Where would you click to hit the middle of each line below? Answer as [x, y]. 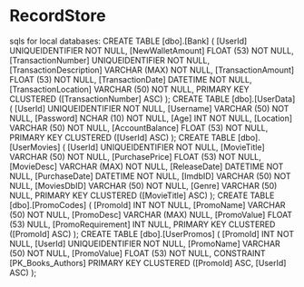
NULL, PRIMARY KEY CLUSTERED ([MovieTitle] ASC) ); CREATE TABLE [142, 195]
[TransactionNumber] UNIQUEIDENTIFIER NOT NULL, [110, 60]
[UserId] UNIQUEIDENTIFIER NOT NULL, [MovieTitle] [166, 147]
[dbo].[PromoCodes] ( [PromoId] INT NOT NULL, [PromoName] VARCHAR [147, 204]
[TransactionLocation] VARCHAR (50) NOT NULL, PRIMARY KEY [129, 89]
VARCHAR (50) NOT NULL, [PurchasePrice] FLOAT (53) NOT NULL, [135, 156]
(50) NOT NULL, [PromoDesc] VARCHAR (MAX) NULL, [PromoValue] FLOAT [151, 214]
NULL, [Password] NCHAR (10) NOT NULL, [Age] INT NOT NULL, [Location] [151, 118]
